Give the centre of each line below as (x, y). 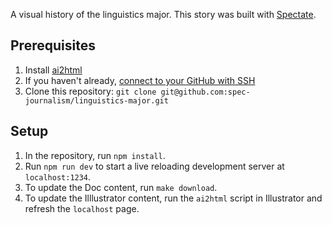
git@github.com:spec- (205, 92)
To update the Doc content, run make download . (121, 187)
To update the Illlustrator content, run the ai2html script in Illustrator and (173, 198)
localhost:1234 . (58, 176)
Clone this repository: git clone (90, 91)
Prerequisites (53, 45)
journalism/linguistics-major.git (96, 100)
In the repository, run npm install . (95, 155)
